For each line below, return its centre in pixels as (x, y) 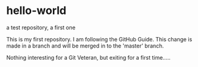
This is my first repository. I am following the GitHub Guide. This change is (99, 39)
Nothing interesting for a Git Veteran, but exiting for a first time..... (88, 57)
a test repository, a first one (41, 27)
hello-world (37, 11)
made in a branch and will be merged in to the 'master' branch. (85, 46)
